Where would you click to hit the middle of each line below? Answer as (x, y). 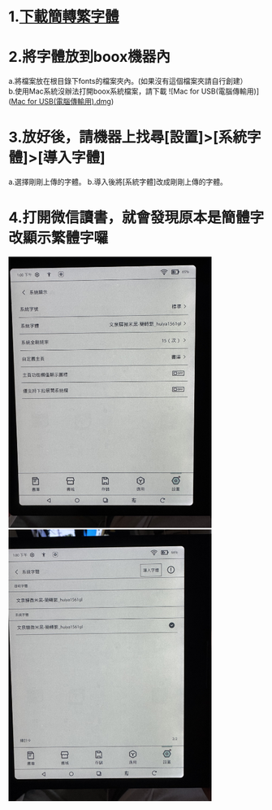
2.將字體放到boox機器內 (89, 57)
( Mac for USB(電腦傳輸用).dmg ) (61, 102)
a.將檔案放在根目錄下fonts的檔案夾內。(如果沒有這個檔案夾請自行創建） (128, 81)
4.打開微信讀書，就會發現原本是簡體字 (136, 218)
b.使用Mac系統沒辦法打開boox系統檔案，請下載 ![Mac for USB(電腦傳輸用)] (134, 91)
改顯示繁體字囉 (58, 238)
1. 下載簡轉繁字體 (64, 17)
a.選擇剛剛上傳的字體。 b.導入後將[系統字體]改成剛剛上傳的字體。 (118, 182)
